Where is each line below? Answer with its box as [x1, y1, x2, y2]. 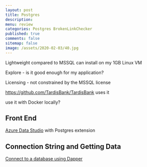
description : [5, 17, 33, 22]
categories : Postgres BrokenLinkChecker [5, 27, 93, 32]
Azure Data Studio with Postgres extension [5, 127, 95, 133]
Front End [5, 114, 37, 123]
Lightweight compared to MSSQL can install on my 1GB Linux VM [5, 59, 142, 65]
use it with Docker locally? [5, 99, 61, 105]
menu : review [5, 21, 33, 27]
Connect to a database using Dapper [5, 156, 83, 162]
